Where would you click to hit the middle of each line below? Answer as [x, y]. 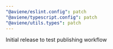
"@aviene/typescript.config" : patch [51, 17]
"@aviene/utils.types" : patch [44, 23]
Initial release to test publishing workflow [56, 40]
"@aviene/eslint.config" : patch [46, 12]
